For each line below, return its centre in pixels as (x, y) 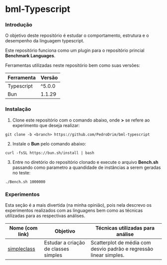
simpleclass (22, 249)
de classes (57, 249)
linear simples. (108, 255)
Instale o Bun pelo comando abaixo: (49, 143)
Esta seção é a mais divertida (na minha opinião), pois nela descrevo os (78, 205)
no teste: (21, 172)
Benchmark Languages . (30, 56)
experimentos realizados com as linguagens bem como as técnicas (74, 211)
